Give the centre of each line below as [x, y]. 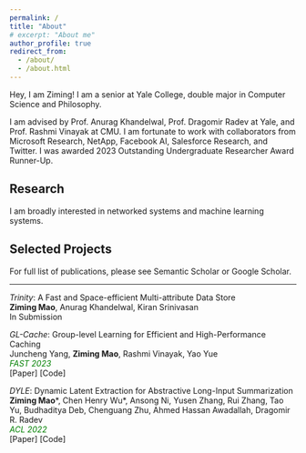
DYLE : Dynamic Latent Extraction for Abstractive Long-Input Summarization [151, 390]
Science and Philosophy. [56, 104]
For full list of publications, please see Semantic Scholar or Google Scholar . [150, 271]
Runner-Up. [31, 160]
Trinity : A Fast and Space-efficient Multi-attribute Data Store [122, 297]
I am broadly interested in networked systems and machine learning [137, 211]
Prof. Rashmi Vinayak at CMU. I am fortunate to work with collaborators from [153, 131]
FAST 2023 [31, 363]
